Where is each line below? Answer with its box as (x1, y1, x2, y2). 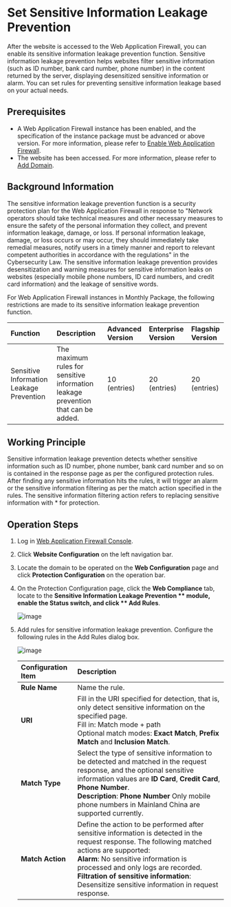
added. (56, 413, 80, 423)
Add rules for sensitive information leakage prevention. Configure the (16, 625, 214, 634)
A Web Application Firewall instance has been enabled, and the (16, 124, 197, 132)
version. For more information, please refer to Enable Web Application (16, 139, 215, 147)
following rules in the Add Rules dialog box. (16, 633, 140, 641)
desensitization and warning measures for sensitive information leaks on (7, 265, 212, 273)
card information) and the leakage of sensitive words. (7, 280, 159, 288)
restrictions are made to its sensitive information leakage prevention (7, 300, 199, 309)
